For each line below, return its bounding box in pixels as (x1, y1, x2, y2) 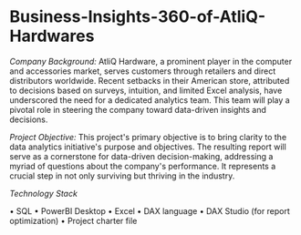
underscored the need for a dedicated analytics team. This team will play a (9, 94, 290, 106)
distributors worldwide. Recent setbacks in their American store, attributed (9, 75, 290, 86)
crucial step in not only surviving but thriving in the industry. (9, 170, 235, 181)
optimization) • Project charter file (9, 215, 138, 226)
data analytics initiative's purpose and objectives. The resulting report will (9, 141, 287, 152)
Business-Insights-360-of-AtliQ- (9, 6, 266, 27)
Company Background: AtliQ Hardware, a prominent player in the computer (9, 56, 293, 66)
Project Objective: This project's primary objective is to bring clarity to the (9, 131, 287, 142)
